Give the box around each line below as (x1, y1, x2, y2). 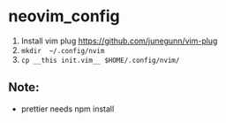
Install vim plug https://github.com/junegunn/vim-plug (20, 35, 218, 46)
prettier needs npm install (20, 104, 115, 114)
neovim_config (8, 6, 120, 27)
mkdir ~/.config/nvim (20, 46, 105, 55)
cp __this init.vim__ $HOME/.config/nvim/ (20, 56, 180, 65)
